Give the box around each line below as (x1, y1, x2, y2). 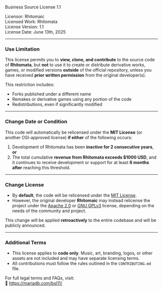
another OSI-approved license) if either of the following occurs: (5, 134, 132, 140)
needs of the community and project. (12, 208, 86, 214)
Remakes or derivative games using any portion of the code (12, 96, 132, 102)
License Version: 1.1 (5, 24, 44, 30)
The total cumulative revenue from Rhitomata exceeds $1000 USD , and (12, 154, 157, 160)
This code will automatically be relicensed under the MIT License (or (5, 129, 143, 135)
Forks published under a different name (12, 91, 91, 97)
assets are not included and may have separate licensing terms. (12, 255, 140, 261)
